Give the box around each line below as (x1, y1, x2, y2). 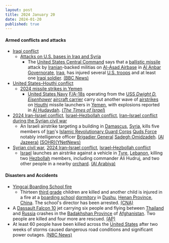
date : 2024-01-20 (5, 17, 42, 22)
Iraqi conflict (12, 48, 39, 54)
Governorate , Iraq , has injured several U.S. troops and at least (27, 70, 156, 76)
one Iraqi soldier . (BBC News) (27, 75, 89, 81)
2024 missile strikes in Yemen (20, 86, 83, 92)
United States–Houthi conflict (12, 80, 74, 86)
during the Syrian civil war (12, 118, 67, 124)
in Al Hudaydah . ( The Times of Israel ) (27, 107, 105, 113)
